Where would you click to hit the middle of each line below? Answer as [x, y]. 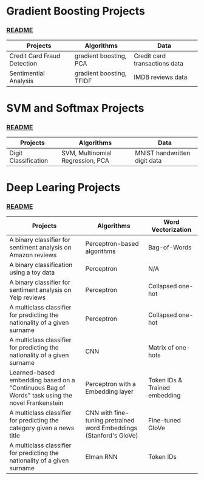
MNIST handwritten [162, 153]
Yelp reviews [28, 297]
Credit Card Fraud [35, 56]
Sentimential [27, 73]
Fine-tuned [164, 421]
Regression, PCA [85, 160]
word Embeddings [111, 428]
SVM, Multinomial [87, 153]
